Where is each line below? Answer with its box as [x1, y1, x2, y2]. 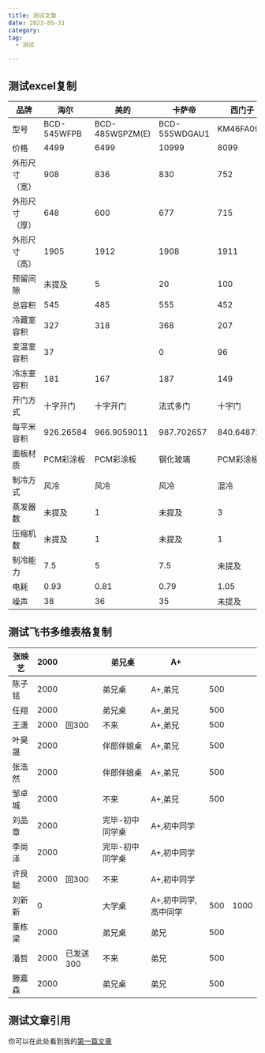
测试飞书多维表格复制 [8, 625, 112, 639]
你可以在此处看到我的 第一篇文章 [8, 1036, 112, 1046]
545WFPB [43, 128, 83, 139]
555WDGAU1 [159, 128, 211, 139]
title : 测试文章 [8, 11, 57, 20]
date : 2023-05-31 [8, 19, 65, 27]
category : [8, 26, 41, 34]
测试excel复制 [8, 79, 77, 92]
